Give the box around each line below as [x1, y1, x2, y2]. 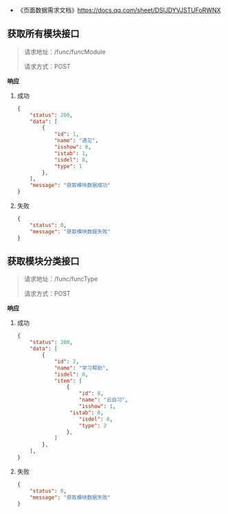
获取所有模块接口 [7, 28, 80, 40]
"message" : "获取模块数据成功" [30, 182, 111, 189]
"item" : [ [54, 377, 82, 384]
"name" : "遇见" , [54, 137, 99, 144]
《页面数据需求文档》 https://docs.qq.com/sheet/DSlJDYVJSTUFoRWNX [16, 6, 221, 14]
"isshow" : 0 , [54, 144, 91, 151]
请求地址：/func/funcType [23, 275, 98, 283]
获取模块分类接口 [7, 255, 80, 267]
